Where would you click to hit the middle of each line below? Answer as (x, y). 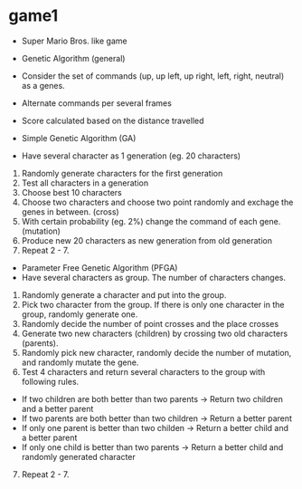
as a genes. (43, 85)
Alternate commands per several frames (97, 103)
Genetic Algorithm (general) (73, 58)
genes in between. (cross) (70, 211)
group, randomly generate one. (80, 314)
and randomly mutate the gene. (80, 362)
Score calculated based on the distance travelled (113, 120)
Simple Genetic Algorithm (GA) (79, 138)
